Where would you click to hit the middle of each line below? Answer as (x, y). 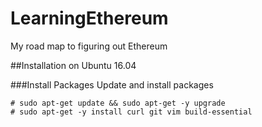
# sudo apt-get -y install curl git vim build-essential (131, 112)
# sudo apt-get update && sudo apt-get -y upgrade (118, 103)
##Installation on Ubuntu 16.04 (73, 65)
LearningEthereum (89, 18)
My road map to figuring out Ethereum (89, 46)
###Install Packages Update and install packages (112, 84)
